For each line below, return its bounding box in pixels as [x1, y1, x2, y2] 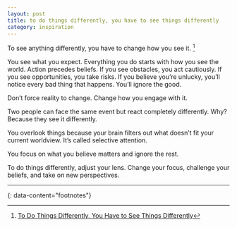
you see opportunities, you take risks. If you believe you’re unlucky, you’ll [7, 73, 220, 81]
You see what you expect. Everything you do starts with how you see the [7, 58, 219, 66]
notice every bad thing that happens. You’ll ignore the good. [7, 80, 182, 89]
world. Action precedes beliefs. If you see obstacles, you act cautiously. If [7, 65, 222, 74]
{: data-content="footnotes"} [7, 191, 92, 200]
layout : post [7, 10, 46, 18]
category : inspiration [7, 23, 74, 30]
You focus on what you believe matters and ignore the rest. [7, 149, 179, 159]
